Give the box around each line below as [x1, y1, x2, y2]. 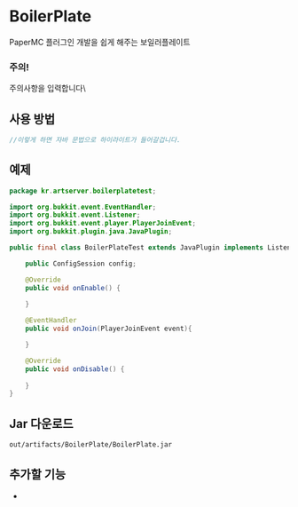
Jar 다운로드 [9, 416, 74, 432]
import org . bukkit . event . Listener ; [9, 210, 141, 219]
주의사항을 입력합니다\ [9, 83, 86, 94]
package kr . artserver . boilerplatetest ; [9, 186, 157, 195]
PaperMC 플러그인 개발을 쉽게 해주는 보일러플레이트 [9, 36, 191, 47]
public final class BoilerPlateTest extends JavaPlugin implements [9, 243, 264, 252]
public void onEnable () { [25, 283, 122, 292]
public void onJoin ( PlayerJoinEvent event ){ [25, 324, 192, 334]
